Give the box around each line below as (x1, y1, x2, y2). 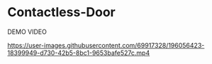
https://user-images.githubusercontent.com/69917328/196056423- (7, 41, 205, 49)
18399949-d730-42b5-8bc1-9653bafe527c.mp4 (7, 49, 150, 57)
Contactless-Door (7, 4, 116, 20)
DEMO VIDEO (7, 27, 48, 36)
